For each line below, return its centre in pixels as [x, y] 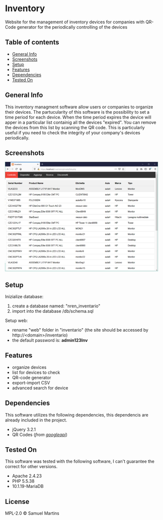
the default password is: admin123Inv [50, 340]
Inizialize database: [24, 296]
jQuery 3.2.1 [24, 429]
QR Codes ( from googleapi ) [40, 435]
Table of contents [32, 42]
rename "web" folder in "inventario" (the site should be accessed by [80, 330]
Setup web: [16, 320]
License [17, 501]
